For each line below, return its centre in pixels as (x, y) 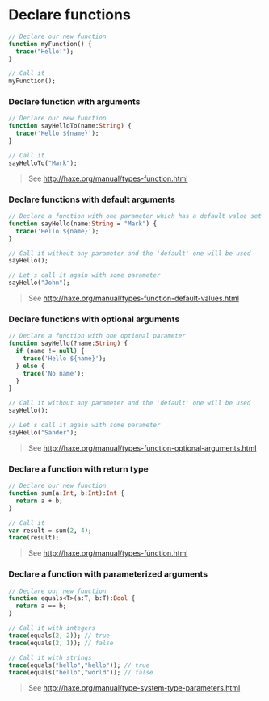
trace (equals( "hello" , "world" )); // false (81, 673)
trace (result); (34, 538)
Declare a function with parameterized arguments (108, 574)
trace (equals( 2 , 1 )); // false (61, 643)
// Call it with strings (50, 657)
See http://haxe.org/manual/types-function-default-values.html (134, 298)
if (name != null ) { (50, 351)
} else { (30, 366)
